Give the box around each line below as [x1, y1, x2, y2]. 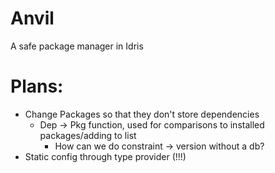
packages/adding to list [39, 129, 137, 141]
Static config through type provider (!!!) [24, 150, 187, 162]
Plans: [10, 75, 64, 98]
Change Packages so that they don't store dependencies [24, 108, 260, 120]
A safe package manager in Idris [10, 40, 144, 52]
